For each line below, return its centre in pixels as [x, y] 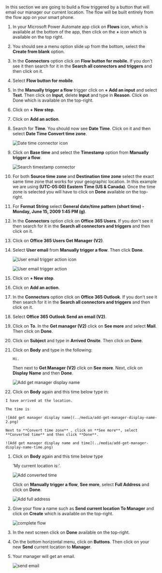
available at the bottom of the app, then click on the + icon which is [79, 32]
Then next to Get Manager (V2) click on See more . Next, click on [78, 368]
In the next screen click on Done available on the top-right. [71, 532]
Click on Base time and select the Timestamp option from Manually [81, 152]
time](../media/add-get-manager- [115, 443]
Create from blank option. [38, 51]
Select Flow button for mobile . [43, 80]
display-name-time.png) [29, 447]
